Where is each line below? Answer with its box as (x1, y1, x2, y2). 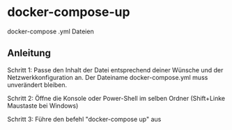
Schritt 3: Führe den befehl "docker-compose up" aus (7, 115, 162, 123)
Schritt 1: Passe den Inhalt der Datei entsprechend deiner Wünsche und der (7, 65, 224, 74)
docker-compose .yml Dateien (7, 27, 94, 35)
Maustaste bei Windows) (7, 101, 79, 110)
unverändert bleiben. (7, 81, 68, 89)
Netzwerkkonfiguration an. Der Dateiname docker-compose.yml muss (7, 73, 208, 81)
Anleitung (7, 47, 51, 59)
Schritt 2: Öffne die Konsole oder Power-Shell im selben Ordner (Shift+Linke (7, 94, 225, 102)
